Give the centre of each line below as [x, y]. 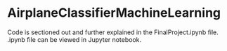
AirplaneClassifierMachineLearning [114, 13]
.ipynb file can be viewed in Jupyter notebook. [74, 39]
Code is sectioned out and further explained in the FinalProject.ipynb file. [113, 32]
